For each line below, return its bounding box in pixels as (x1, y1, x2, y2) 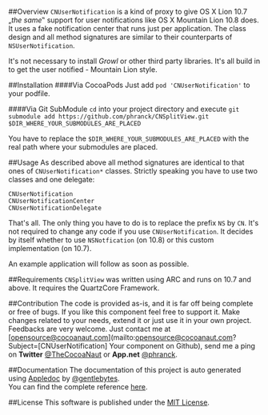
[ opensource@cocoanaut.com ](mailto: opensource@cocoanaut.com (8, 333, 234, 342)
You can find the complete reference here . (8, 382, 148, 391)
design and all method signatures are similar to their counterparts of (8, 32, 233, 42)
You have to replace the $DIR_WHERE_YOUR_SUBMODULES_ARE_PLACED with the (8, 134, 250, 143)
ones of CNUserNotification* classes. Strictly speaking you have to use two (8, 166, 258, 175)
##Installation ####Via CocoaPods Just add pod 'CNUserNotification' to (8, 80, 250, 90)
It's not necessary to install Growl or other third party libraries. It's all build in (8, 56, 261, 66)
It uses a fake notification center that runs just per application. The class (8, 24, 246, 33)
